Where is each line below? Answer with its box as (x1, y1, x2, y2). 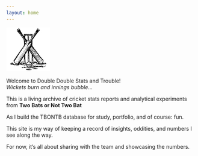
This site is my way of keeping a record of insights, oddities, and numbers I (6, 125, 193, 132)
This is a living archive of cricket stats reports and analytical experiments (6, 95, 188, 102)
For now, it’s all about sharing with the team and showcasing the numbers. (6, 143, 190, 150)
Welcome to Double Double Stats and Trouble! (6, 77, 121, 84)
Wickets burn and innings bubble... (6, 83, 93, 90)
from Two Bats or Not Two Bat (6, 101, 82, 108)
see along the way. (6, 131, 53, 139)
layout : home (6, 10, 39, 16)
